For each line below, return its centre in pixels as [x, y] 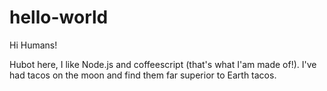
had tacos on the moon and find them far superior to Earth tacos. [143, 75]
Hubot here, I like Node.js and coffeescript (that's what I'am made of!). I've [163, 64]
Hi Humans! [33, 45]
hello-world [59, 17]
